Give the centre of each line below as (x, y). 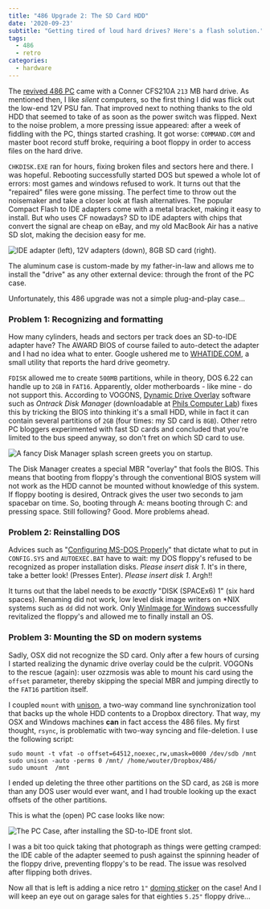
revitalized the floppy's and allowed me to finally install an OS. (111, 616)
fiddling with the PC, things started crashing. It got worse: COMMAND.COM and (132, 133)
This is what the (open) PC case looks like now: (87, 815)
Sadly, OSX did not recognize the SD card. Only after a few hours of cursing (134, 655)
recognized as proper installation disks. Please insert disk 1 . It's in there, (128, 567)
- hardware (34, 68)
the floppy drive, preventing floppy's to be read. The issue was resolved (127, 863)
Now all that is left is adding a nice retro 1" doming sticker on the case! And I (135, 887)
